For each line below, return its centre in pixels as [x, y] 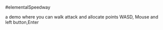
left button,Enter [22, 22]
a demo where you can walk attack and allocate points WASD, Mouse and [82, 17]
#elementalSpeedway [28, 7]
